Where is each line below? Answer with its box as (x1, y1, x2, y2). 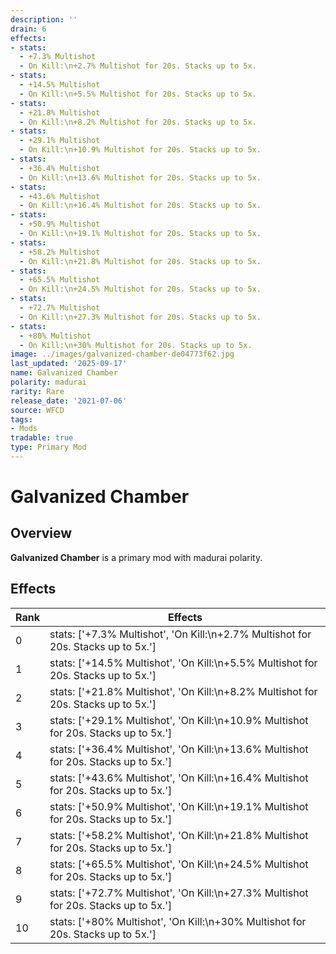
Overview (10, 525, 73, 542)
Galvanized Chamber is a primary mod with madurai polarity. (10, 551, 263, 563)
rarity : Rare (10, 386, 65, 396)
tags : (10, 414, 33, 425)
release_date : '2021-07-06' (10, 396, 128, 406)
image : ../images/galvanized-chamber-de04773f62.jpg (10, 349, 235, 360)
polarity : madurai (10, 377, 87, 387)
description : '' (10, 14, 78, 25)
